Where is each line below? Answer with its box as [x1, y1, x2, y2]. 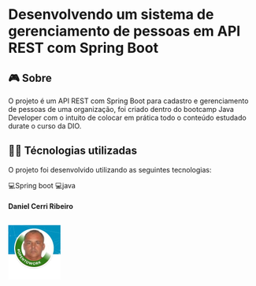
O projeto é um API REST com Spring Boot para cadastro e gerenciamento [8, 96, 249, 106]
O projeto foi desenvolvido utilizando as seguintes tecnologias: [8, 165, 212, 174]
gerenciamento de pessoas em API [8, 22, 241, 40]
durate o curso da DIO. [8, 121, 82, 131]
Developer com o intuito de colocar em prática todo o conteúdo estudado [8, 113, 247, 122]
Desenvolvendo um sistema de [8, 6, 214, 24]
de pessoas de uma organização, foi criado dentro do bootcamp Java [8, 105, 235, 113]
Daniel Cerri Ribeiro [8, 202, 73, 211]
